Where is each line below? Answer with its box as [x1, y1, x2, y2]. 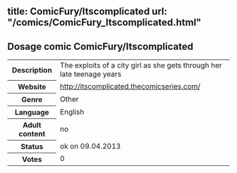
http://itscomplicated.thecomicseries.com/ [59, 81, 201, 91]
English [59, 107, 85, 117]
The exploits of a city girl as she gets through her [59, 60, 222, 70]
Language [15, 107, 49, 117]
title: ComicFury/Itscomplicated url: [7, 6, 168, 18]
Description [11, 65, 52, 75]
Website [17, 82, 47, 91]
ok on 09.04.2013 [59, 141, 121, 150]
